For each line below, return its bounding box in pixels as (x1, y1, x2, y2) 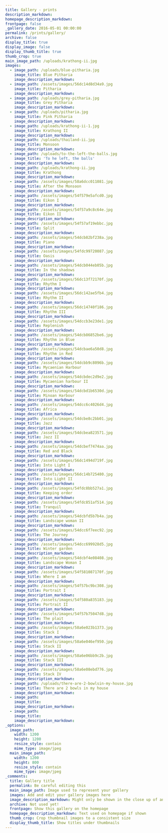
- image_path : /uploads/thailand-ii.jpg (9, 137, 95, 142)
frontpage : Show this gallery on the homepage (9, 807, 108, 812)
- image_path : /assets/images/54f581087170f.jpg (9, 569, 113, 575)
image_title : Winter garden (14, 546, 72, 551)
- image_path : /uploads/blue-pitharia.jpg (9, 68, 99, 73)
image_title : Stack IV (14, 672, 61, 677)
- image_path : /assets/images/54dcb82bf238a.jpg (9, 235, 113, 240)
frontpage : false (5, 21, 41, 26)
